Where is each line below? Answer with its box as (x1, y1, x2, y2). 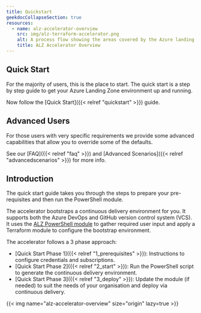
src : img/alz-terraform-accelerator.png (17, 31, 119, 37)
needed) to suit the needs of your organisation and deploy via (14, 282, 168, 289)
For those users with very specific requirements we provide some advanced (6, 132, 194, 139)
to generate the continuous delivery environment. (14, 269, 137, 276)
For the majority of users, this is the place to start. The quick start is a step (6, 81, 190, 88)
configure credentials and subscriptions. (14, 257, 115, 264)
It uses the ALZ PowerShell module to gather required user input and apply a (6, 220, 196, 228)
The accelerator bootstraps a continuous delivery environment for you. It (6, 208, 186, 215)
